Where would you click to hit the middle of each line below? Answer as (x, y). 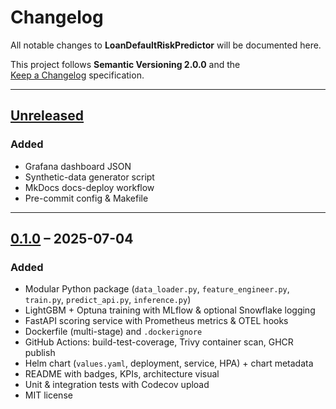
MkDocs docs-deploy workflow (89, 187)
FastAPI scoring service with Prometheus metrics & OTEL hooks (156, 321)
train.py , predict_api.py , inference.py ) (108, 300)
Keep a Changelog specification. (77, 75)
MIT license (48, 395)
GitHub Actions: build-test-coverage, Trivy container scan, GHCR (159, 342)
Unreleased (47, 116)
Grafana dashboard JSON (78, 166)
